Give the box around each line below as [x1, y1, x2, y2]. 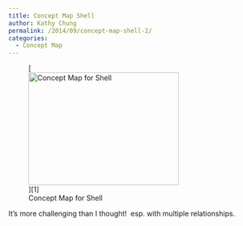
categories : [8, 34, 48, 42]
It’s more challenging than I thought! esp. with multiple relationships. [8, 209, 235, 219]
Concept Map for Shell [28, 193, 103, 203]
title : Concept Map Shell [8, 11, 95, 20]
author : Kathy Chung [8, 19, 78, 27]
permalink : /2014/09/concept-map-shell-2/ [8, 26, 152, 34]
